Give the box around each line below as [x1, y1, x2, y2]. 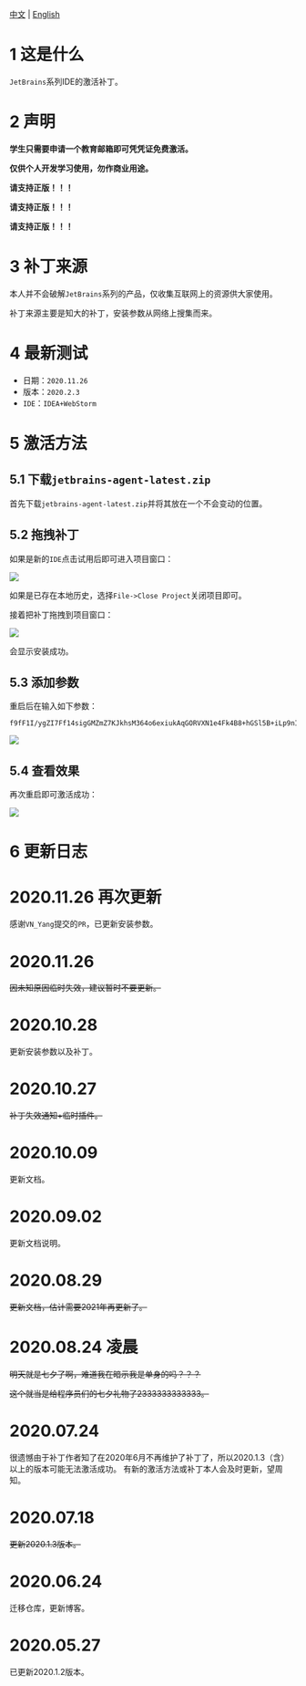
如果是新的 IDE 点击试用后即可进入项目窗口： [9, 553, 174, 564]
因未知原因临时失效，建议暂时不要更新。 [9, 983, 161, 994]
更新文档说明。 [9, 1238, 66, 1248]
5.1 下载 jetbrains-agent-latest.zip [9, 472, 211, 487]
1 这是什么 [9, 45, 85, 65]
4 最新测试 [9, 343, 88, 363]
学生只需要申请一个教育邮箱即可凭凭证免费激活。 [9, 143, 193, 154]
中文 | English [9, 9, 61, 19]
